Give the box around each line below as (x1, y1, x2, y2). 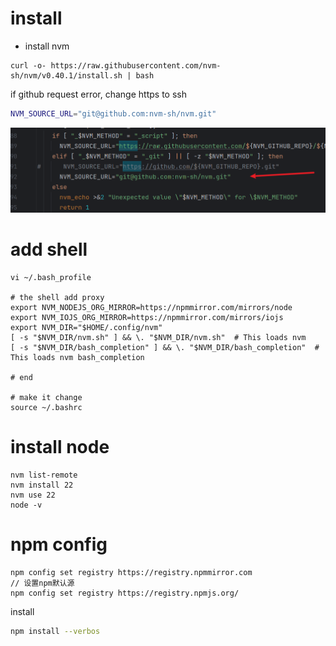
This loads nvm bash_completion (10, 352, 145, 362)
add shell (10, 238, 88, 261)
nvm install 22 (10, 480, 74, 490)
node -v (10, 500, 43, 510)
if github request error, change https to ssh (10, 88, 187, 100)
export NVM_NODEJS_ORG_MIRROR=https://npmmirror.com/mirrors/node (10, 302, 293, 312)
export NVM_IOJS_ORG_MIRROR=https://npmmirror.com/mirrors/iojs (10, 312, 284, 322)
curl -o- (10, 60, 47, 71)
